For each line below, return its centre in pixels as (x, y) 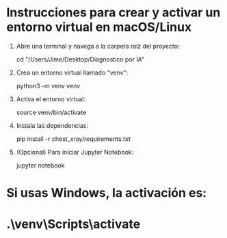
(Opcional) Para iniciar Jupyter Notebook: (75, 152)
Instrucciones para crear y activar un (113, 13)
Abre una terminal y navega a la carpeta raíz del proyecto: (98, 46)
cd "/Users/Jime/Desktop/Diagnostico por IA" (80, 59)
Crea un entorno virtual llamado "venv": (72, 72)
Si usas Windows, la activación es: (107, 193)
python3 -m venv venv (48, 85)
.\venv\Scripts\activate (74, 224)
